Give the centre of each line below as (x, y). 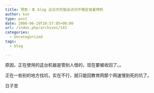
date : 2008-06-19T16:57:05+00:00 (39, 23)
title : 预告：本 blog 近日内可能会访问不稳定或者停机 (54, 10)
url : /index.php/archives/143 (36, 28)
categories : (17, 32)
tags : (11, 42)
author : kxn (17, 14)
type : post (16, 19)
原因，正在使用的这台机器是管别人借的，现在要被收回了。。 (64, 65)
